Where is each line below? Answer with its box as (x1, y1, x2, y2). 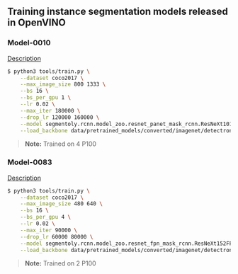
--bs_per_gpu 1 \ (20, 94, 72, 101)
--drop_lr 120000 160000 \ (20, 113, 100, 121)
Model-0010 (7, 38, 51, 48)
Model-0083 (7, 157, 52, 167)
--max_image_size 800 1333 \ (20, 81, 106, 88)
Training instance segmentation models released (7, 6, 228, 18)
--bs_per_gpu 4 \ (20, 214, 72, 221)
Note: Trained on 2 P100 (24, 259, 97, 268)
